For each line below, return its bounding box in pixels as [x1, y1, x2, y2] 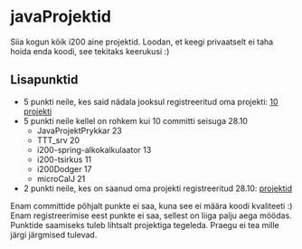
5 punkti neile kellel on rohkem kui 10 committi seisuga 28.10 [23, 115, 248, 126]
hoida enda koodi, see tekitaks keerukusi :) [10, 45, 170, 56]
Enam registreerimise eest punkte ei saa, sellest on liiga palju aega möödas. [10, 210, 292, 221]
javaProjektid [10, 6, 112, 27]
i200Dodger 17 [36, 163, 92, 174]
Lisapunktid [10, 72, 79, 88]
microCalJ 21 [36, 173, 86, 184]
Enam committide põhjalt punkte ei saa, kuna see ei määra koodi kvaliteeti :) [10, 200, 293, 211]
